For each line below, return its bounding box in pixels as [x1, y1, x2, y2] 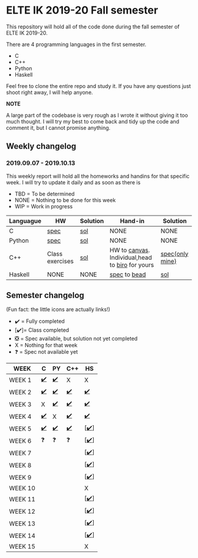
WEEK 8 [9, 461, 32, 469]
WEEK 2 [9, 388, 32, 396]
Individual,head [110, 253, 152, 262]
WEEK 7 [9, 449, 32, 457]
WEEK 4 [9, 412, 32, 420]
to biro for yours [110, 260, 154, 269]
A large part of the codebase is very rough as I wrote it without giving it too [6, 112, 189, 119]
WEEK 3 [9, 400, 32, 408]
